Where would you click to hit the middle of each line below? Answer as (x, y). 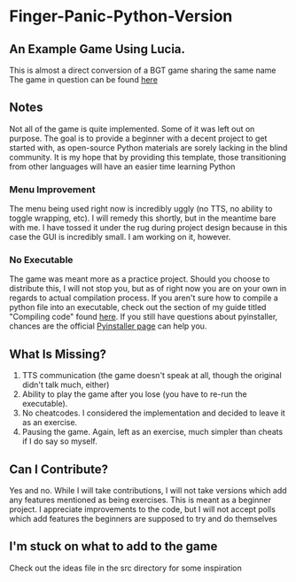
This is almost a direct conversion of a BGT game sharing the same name (143, 70)
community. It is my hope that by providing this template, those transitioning (148, 157)
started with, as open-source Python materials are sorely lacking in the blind (148, 147)
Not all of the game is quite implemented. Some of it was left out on (132, 128)
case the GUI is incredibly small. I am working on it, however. (120, 237)
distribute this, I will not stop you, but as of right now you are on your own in (148, 289)
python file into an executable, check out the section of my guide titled (138, 307)
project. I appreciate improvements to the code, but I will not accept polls (143, 509)
